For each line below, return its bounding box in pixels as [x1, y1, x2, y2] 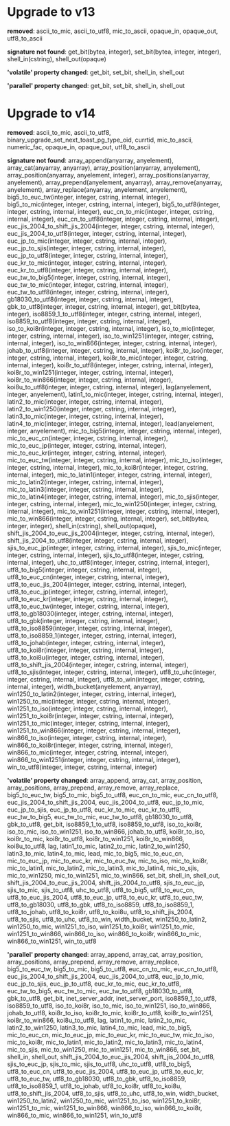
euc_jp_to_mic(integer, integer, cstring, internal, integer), [7, 237, 168, 245]
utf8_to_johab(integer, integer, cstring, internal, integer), [7, 638, 165, 647]
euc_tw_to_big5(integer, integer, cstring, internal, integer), [7, 273, 171, 281]
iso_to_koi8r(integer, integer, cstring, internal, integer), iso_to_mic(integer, [7, 324, 215, 332]
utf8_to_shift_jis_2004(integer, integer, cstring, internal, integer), [7, 660, 189, 669]
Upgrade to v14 [7, 106, 96, 121]
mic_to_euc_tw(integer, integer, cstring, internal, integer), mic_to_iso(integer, [7, 455, 223, 464]
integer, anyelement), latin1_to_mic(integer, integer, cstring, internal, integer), [7, 390, 224, 398]
